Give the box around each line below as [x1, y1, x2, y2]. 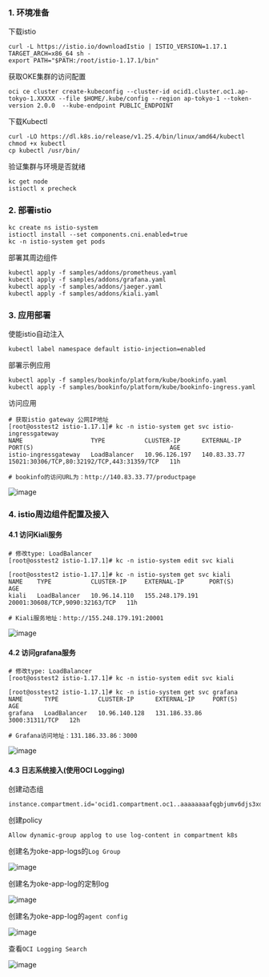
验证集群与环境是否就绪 [8, 162, 86, 171]
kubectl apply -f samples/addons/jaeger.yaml [8, 282, 163, 290]
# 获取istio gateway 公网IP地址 [8, 415, 110, 423]
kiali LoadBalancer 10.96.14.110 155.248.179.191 [8, 592, 199, 600]
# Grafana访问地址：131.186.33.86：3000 [8, 732, 138, 740]
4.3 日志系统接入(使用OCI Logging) [8, 765, 126, 775]
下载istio [8, 26, 37, 37]
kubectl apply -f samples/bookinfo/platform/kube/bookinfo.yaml [8, 376, 227, 384]
